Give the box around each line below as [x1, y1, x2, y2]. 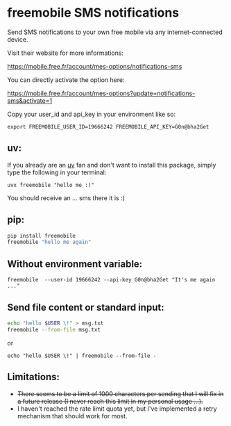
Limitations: [7, 371, 60, 383]
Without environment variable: [7, 258, 143, 270]
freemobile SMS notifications [7, 5, 180, 21]
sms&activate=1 [7, 96, 53, 105]
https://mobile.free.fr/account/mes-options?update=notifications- [7, 89, 196, 97]
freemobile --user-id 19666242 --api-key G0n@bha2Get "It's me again [7, 277, 216, 284]
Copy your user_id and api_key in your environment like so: [7, 110, 176, 118]
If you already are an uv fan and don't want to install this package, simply [7, 161, 216, 169]
